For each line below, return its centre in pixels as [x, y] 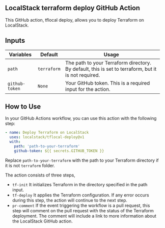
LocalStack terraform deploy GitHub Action [73, 8]
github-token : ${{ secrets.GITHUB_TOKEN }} [59, 151]
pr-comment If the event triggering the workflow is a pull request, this [81, 205]
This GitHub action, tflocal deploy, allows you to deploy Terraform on [75, 20]
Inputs [15, 41]
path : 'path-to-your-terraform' [47, 146]
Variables [20, 55]
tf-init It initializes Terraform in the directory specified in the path [80, 184]
